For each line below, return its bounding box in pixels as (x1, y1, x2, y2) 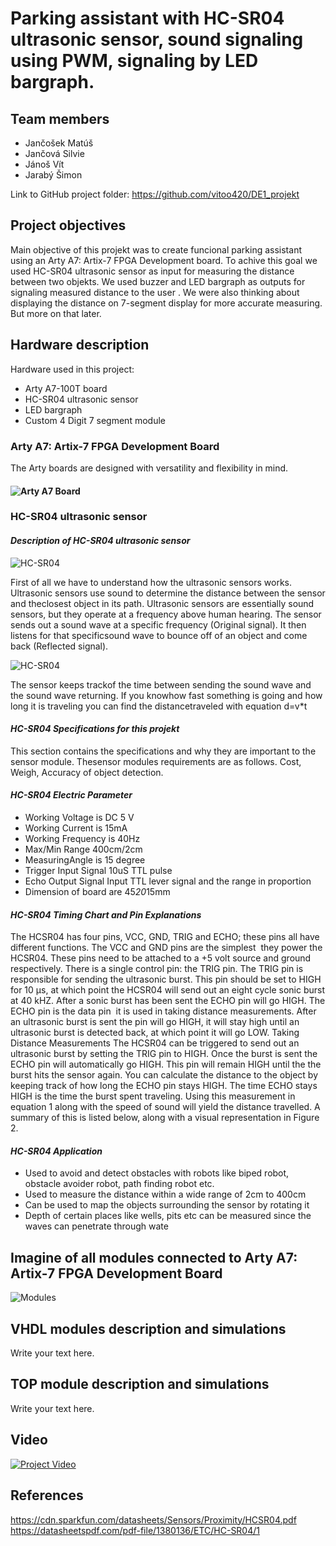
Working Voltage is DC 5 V (24, 812, 135, 824)
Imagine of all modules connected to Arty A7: (10, 1249, 298, 1266)
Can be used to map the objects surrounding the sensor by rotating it (24, 1199, 310, 1211)
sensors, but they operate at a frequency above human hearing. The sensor (10, 608, 322, 620)
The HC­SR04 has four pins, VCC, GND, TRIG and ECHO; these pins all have (10, 931, 320, 943)
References (10, 1487, 84, 1504)
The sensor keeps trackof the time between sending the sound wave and (10, 678, 312, 691)
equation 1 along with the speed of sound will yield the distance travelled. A (10, 1101, 321, 1113)
